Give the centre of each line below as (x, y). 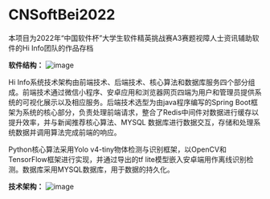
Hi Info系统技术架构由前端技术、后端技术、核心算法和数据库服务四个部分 (128, 82)
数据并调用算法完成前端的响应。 (68, 132)
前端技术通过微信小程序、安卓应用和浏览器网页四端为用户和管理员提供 (138, 92)
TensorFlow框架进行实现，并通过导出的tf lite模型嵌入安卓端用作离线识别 (127, 159)
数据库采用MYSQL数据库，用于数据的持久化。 (98, 169)
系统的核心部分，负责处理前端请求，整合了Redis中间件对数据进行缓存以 (141, 112)
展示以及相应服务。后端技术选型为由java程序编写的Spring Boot (147, 102)
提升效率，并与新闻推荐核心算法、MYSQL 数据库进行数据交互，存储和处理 (131, 122)
